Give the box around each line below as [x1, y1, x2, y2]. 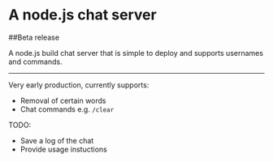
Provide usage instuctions [19, 144, 107, 154]
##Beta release [8, 32, 59, 42]
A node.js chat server [8, 6, 157, 24]
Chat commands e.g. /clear [19, 104, 115, 114]
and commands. [8, 57, 63, 66]
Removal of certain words [19, 96, 107, 105]
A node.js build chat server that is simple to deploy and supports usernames [8, 48, 264, 58]
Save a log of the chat [19, 135, 94, 145]
